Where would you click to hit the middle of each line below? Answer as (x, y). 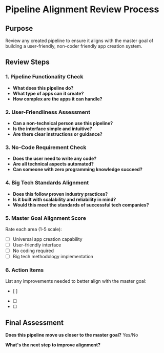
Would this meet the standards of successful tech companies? (81, 205)
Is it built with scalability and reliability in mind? (64, 199)
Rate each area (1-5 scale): (34, 229)
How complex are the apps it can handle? (57, 99)
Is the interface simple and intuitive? (52, 129)
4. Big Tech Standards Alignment (47, 183)
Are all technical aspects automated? (53, 164)
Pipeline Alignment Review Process (82, 9)
